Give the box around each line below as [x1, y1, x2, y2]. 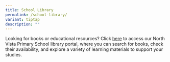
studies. [5, 52, 22, 58]
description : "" [5, 21, 40, 27]
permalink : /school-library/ [5, 12, 67, 17]
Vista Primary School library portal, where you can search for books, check [5, 41, 163, 47]
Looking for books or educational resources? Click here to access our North [5, 36, 165, 42]
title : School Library [5, 7, 54, 13]
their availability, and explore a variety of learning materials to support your [5, 46, 163, 52]
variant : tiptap [5, 17, 40, 22]
